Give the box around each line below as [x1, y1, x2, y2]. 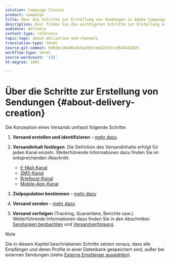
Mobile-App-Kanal [20, 181, 59, 187]
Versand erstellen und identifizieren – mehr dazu [12, 134, 117, 140]
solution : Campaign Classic [5, 7, 65, 13]
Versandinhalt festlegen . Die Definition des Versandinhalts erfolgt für [12, 144, 158, 150]
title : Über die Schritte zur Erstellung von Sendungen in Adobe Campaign [5, 17, 166, 22]
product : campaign [5, 12, 44, 17]
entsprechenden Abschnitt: [12, 155, 70, 161]
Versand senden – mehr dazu [12, 200, 75, 207]
